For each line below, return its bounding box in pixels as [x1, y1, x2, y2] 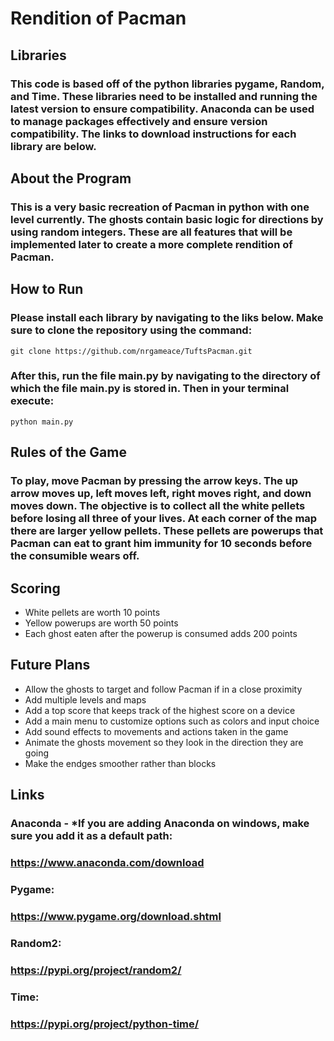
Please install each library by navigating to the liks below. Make [10, 311, 324, 325]
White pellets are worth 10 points [24, 606, 161, 618]
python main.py [10, 417, 74, 427]
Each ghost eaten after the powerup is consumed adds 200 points [24, 627, 298, 639]
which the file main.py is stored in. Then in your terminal [10, 382, 290, 396]
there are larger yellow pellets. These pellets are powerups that [10, 524, 324, 538]
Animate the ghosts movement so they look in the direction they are [24, 736, 304, 748]
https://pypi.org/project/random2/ [10, 963, 182, 977]
